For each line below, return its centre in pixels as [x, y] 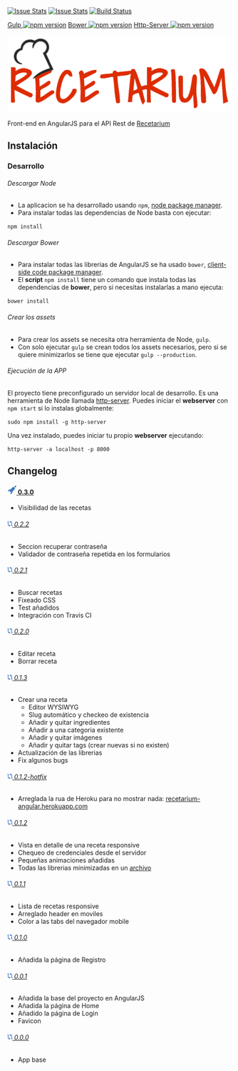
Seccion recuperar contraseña [62, 546]
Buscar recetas [40, 592]
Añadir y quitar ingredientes [69, 723]
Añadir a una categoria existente [76, 730]
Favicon [29, 1021]
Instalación [33, 146]
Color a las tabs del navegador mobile [73, 921]
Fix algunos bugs [43, 760]
